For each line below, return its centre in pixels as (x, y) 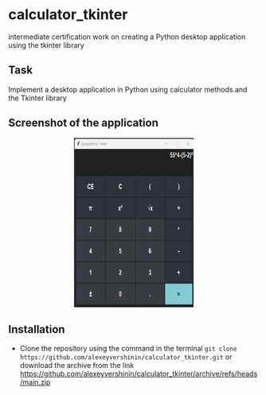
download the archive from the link (77, 366)
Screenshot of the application (84, 123)
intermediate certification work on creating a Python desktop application (127, 37)
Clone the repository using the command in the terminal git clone (128, 349)
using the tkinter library (47, 45)
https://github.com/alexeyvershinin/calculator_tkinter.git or (126, 357)
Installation (37, 329)
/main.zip (35, 382)
